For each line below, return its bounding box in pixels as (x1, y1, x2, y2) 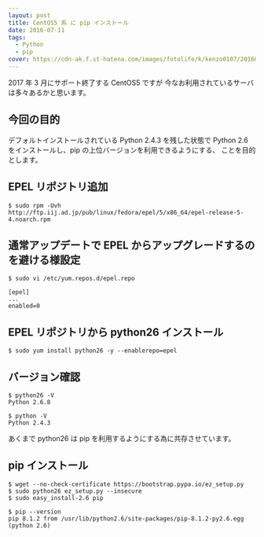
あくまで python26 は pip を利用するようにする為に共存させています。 (8, 433, 236, 443)
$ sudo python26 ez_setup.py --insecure (8, 487, 143, 495)
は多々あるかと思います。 (8, 87, 90, 97)
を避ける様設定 (8, 253, 81, 267)
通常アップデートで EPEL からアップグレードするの (8, 238, 255, 252)
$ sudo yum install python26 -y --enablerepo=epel (8, 347, 178, 355)
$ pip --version (8, 508, 61, 516)
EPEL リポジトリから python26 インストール (8, 326, 224, 339)
